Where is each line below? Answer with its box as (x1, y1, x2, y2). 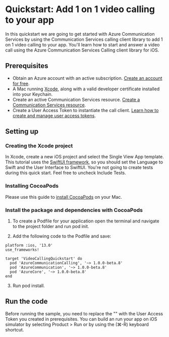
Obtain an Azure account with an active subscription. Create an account (12, 75, 162, 81)
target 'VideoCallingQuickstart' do (5, 256, 82, 261)
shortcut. (5, 326, 24, 332)
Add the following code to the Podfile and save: (12, 233, 111, 239)
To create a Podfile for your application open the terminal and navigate (12, 218, 160, 224)
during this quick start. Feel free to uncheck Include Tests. (5, 170, 126, 176)
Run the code (5, 297, 48, 306)
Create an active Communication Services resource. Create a (12, 96, 140, 102)
